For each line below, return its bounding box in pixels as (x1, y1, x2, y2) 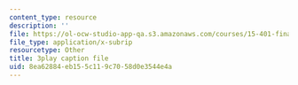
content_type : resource (9, 12, 98, 22)
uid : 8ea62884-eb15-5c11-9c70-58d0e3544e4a (9, 63, 173, 72)
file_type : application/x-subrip (9, 37, 133, 47)
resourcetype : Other (9, 46, 86, 55)
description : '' (9, 21, 69, 30)
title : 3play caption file (9, 54, 109, 63)
